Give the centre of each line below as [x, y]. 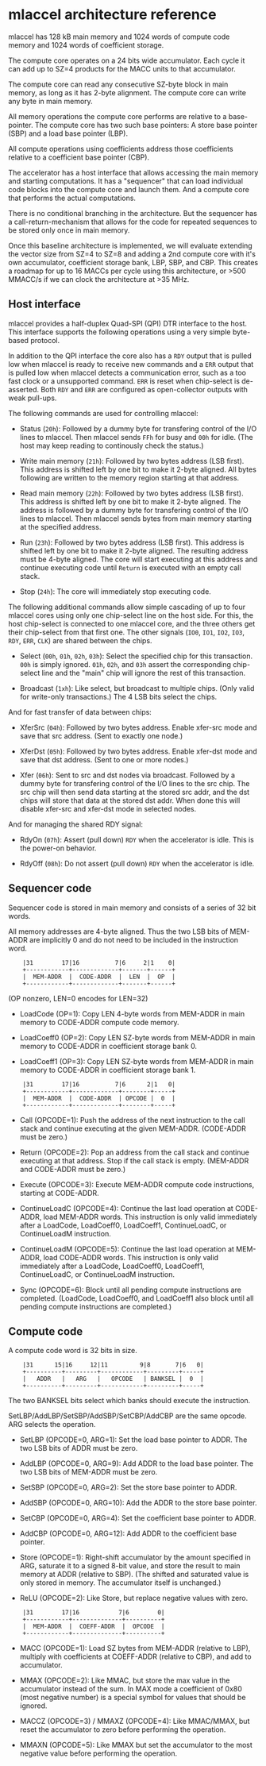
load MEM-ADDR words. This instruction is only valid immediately [150, 1217]
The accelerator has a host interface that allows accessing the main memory [133, 172]
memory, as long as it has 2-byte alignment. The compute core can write [127, 92]
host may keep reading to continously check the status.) [112, 445]
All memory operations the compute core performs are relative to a [118, 116]
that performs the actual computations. [72, 198]
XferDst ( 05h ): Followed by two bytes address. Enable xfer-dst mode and [139, 751]
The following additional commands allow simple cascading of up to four [127, 607]
